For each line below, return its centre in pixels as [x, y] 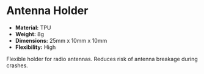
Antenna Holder [47, 11]
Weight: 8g [30, 34]
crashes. [17, 65]
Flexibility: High [35, 47]
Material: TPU [33, 28]
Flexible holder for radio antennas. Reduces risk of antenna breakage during [102, 59]
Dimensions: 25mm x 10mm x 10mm [61, 40]
